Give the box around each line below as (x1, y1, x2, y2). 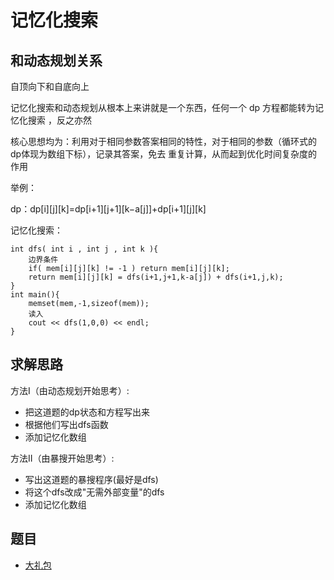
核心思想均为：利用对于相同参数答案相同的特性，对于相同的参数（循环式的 (10, 136, 317, 147)
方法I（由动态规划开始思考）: (10, 384, 130, 396)
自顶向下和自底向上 (10, 81, 90, 92)
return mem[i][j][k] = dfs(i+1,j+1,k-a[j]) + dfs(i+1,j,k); (28, 272, 284, 282)
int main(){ (10, 290, 60, 300)
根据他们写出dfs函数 (24, 418, 109, 430)
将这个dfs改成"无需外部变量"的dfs (24, 486, 165, 498)
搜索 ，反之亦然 (27, 114, 92, 126)
